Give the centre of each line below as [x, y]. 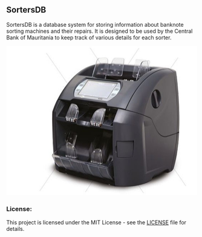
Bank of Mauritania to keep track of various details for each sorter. [89, 37]
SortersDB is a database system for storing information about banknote [95, 24]
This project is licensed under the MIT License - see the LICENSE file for [96, 222]
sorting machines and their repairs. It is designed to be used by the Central [99, 31]
